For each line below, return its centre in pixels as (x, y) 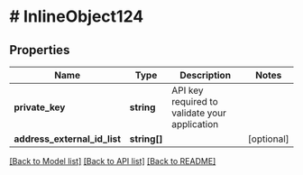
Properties (40, 50)
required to (194, 101)
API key (187, 90)
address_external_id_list (68, 139)
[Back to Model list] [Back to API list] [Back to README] (113, 161)
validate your (199, 113)
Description (206, 75)
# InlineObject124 (77, 17)
